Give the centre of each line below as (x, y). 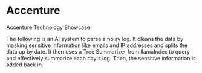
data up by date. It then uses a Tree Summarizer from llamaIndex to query (98, 51)
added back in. (25, 65)
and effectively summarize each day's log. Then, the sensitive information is (101, 58)
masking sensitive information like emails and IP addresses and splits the (97, 45)
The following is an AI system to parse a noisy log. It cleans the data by (95, 39)
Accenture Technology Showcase (48, 27)
